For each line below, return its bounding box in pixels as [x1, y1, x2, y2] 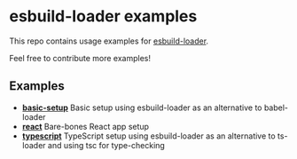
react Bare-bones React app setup [21, 121, 149, 131]
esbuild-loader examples [9, 6, 198, 27]
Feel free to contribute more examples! [9, 52, 152, 63]
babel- [263, 102, 289, 113]
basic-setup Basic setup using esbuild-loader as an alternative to [21, 102, 262, 113]
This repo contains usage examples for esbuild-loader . [9, 36, 209, 46]
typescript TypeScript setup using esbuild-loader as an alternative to [21, 131, 277, 141]
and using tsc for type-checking [47, 139, 166, 150]
